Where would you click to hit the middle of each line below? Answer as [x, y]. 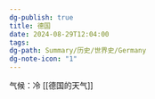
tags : [19, 42]
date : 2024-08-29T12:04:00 [59, 34]
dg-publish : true [41, 17]
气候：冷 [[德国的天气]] [51, 85]
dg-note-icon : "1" [43, 59]
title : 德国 [30, 26]
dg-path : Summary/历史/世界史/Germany [78, 51]
